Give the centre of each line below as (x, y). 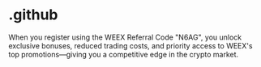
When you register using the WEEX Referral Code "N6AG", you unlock (125, 37)
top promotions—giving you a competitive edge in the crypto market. (124, 54)
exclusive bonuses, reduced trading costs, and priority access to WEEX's (130, 45)
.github (33, 15)
